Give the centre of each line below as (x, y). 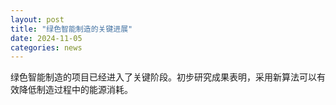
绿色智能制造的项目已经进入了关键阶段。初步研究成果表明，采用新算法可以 (163, 77)
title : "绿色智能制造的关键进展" (71, 29)
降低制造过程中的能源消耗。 (75, 90)
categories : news (46, 47)
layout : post (37, 19)
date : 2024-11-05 (46, 38)
